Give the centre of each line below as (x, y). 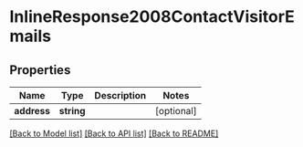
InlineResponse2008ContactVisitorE (152, 17)
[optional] (176, 111)
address (32, 111)
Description (120, 95)
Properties (40, 70)
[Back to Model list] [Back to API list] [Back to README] (114, 133)
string (72, 111)
